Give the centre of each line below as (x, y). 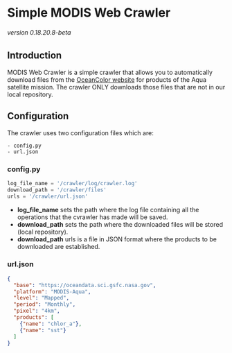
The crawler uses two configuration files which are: (80, 132)
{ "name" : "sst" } (43, 330)
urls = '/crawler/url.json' (48, 196)
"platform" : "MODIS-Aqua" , (52, 292)
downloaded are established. (59, 246)
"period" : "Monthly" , (45, 304)
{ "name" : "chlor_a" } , (51, 324)
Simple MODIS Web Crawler (89, 13)
